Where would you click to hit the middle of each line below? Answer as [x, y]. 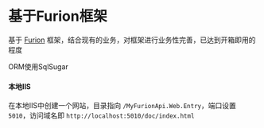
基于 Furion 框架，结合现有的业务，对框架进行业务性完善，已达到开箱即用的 [132, 40]
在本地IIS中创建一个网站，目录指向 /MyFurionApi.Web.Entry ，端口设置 [122, 106]
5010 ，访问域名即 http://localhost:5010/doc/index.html [101, 115]
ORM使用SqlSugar [39, 66]
